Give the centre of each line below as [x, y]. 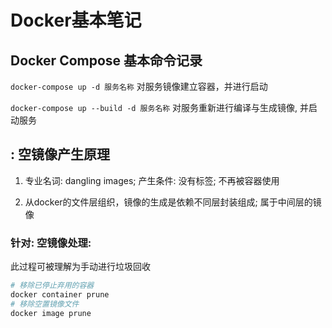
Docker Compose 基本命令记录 [106, 60]
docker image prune [51, 313]
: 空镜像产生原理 [60, 154]
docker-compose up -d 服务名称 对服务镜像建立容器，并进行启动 [139, 86]
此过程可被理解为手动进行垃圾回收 [80, 267]
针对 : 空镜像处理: [51, 243]
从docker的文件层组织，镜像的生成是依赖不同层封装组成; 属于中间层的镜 [173, 202]
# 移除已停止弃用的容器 [52, 286]
